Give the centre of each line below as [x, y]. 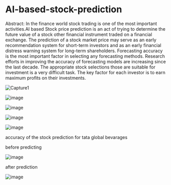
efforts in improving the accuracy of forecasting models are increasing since [86, 61]
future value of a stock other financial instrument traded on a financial [79, 34]
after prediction [21, 167]
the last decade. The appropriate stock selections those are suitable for [80, 67]
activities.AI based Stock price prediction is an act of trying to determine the [86, 29]
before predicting [23, 147]
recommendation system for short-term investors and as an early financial [83, 45]
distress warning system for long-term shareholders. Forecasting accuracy [84, 51]
